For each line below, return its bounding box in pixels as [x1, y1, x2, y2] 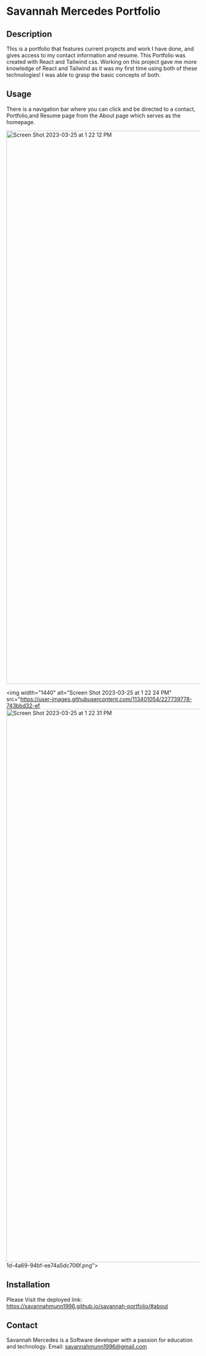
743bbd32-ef [6, 702, 40, 709]
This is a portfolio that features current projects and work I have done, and [6, 45, 194, 52]
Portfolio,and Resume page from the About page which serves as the [6, 112, 181, 119]
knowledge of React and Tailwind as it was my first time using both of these [6, 65, 197, 72]
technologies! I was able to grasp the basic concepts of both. [6, 71, 161, 78]
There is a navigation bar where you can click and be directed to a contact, [6, 105, 196, 112]
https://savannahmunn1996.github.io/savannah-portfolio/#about [6, 1302, 169, 1310]
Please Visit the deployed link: [6, 1296, 83, 1303]
